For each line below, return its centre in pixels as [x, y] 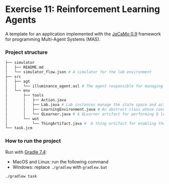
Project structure [26, 52]
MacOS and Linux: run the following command [61, 161]
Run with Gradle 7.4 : [26, 152]
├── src [13, 76]
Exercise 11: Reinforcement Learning [82, 9]
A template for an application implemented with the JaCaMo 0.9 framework [83, 34]
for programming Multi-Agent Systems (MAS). [53, 39]
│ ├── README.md [24, 67]
